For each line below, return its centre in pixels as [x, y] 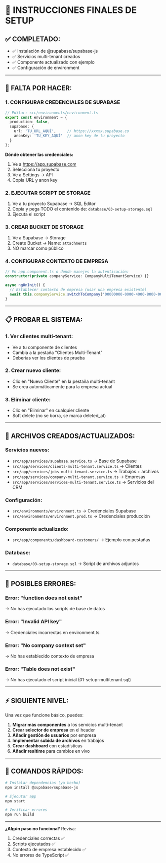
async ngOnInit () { [25, 285]
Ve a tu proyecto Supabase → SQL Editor [54, 204]
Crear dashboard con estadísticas [47, 746]
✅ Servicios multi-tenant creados [46, 56]
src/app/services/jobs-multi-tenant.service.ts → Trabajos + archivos [85, 471]
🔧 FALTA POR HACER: [39, 88]
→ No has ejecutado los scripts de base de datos [55, 609]
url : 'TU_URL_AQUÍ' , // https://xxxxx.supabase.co [72, 131]
